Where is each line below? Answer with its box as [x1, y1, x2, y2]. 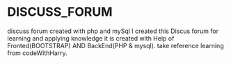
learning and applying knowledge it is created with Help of [7, 34, 175, 42]
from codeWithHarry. [7, 49, 67, 57]
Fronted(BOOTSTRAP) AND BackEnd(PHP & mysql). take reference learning [7, 41, 224, 50]
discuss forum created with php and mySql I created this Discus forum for [7, 27, 219, 35]
